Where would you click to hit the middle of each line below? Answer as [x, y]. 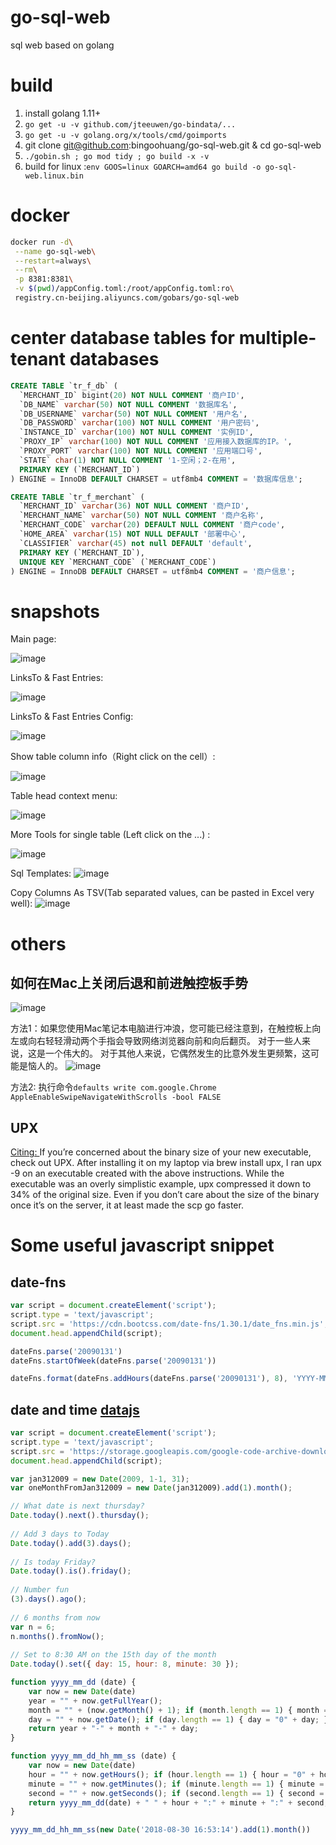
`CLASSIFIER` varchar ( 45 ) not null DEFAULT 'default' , [136, 543]
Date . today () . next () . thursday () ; [80, 1516]
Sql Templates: [41, 873]
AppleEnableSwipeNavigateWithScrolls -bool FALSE [116, 1097]
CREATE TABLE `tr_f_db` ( [64, 386]
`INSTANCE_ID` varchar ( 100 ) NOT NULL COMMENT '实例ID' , [137, 432]
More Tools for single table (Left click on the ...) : [110, 835]
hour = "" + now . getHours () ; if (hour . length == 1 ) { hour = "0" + [172, 1774]
